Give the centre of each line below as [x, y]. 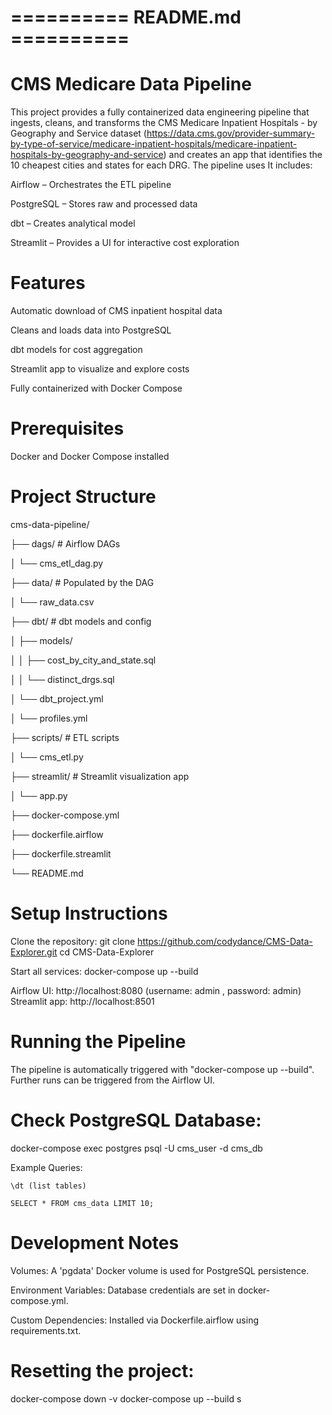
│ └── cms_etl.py [47, 757]
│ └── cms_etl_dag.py [57, 563]
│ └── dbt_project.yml [57, 698]
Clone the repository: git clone [73, 941]
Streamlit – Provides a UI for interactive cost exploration [125, 243]
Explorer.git [34, 952]
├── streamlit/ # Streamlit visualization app [100, 776]
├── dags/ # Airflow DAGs [65, 543]
